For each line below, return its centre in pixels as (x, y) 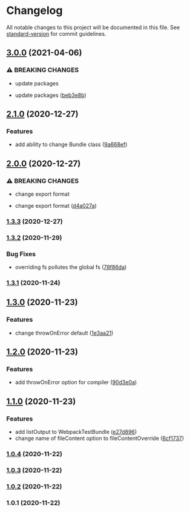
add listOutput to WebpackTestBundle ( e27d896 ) (76, 432)
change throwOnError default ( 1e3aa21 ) (64, 333)
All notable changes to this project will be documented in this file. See (93, 27)
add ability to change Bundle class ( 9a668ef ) (71, 145)
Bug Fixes (21, 254)
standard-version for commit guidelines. (56, 33)
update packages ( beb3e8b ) (51, 95)
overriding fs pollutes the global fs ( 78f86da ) (71, 267)
